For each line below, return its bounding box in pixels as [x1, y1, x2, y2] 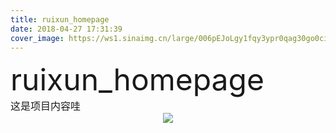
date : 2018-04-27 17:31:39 [10, 24, 123, 34]
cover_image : [10, 33, 65, 43]
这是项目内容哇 [10, 99, 82, 113]
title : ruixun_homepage [10, 14, 110, 25]
